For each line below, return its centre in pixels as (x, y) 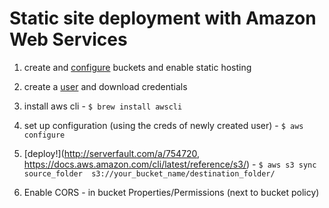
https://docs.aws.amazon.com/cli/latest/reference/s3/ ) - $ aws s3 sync (170, 164)
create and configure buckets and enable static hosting (137, 67)
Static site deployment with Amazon (163, 18)
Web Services (68, 39)
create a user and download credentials (105, 86)
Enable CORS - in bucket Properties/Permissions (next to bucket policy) (171, 192)
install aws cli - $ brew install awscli (103, 106)
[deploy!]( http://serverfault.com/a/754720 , (112, 153)
